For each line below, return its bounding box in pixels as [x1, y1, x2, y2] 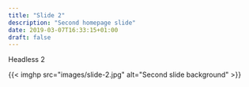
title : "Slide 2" [8, 11, 66, 20]
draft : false [8, 33, 51, 42]
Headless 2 [8, 55, 45, 64]
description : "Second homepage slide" [8, 19, 136, 27]
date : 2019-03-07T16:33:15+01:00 [8, 26, 119, 34]
